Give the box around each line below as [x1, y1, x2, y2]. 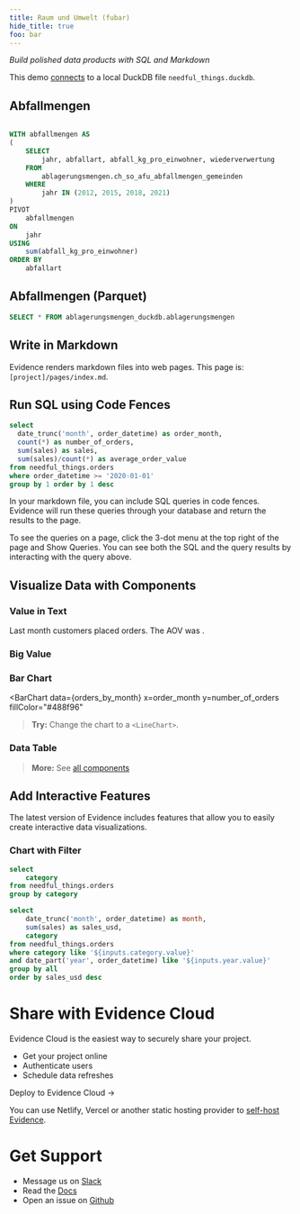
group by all [9, 965, 58, 974]
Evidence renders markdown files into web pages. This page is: [9, 361, 244, 372]
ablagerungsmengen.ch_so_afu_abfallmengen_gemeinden [41, 172, 243, 181]
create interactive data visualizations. [9, 821, 147, 833]
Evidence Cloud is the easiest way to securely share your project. [9, 1033, 251, 1044]
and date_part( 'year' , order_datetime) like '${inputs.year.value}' [9, 956, 271, 965]
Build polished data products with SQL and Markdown [9, 55, 210, 66]
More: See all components [31, 762, 130, 773]
